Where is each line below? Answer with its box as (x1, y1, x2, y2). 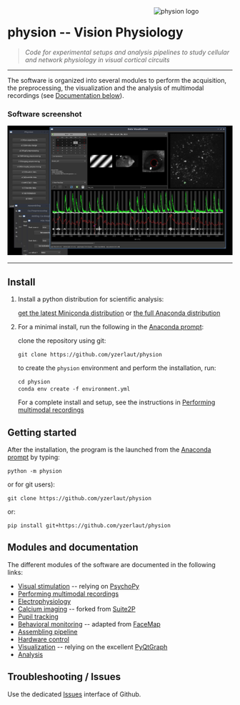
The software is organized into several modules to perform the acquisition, (7, 76, 227, 84)
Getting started (7, 426, 77, 439)
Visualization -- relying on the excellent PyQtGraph (17, 642, 168, 651)
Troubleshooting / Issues (7, 671, 121, 683)
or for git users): (7, 480, 56, 489)
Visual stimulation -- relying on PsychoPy (17, 581, 139, 590)
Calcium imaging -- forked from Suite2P (17, 604, 136, 613)
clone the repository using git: (17, 336, 106, 345)
